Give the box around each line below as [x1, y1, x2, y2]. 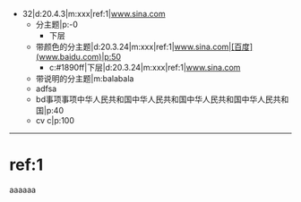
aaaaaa [9, 184, 37, 195]
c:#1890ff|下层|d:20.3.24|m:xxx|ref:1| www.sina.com [48, 63, 241, 72]
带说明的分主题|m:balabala [35, 73, 134, 84]
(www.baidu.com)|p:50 [35, 52, 122, 62]
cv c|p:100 [35, 115, 74, 125]
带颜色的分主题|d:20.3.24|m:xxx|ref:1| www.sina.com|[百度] [35, 41, 254, 52]
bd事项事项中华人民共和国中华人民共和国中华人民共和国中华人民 [35, 94, 273, 105]
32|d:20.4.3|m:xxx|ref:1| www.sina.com [21, 9, 166, 19]
